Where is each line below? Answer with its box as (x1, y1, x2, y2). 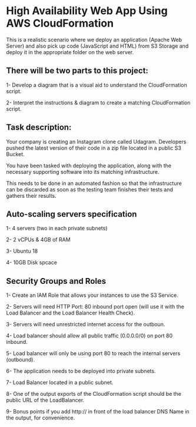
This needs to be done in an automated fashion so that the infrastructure (6, 180, 182, 187)
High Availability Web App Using (6, 4, 168, 18)
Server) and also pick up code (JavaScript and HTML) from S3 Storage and (6, 42, 189, 49)
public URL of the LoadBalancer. (6, 396, 84, 404)
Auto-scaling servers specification (6, 209, 137, 219)
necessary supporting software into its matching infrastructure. (6, 168, 160, 175)
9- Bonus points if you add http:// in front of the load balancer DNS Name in (6, 408, 190, 415)
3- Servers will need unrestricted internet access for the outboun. (6, 321, 165, 328)
